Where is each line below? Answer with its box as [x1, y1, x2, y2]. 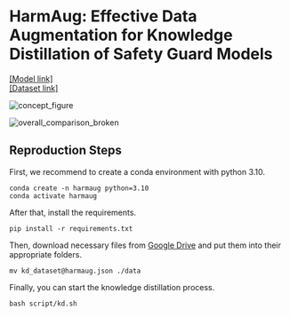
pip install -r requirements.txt [9, 224, 133, 233]
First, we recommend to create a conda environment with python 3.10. [9, 166, 265, 177]
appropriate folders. [9, 249, 83, 259]
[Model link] [9, 73, 53, 83]
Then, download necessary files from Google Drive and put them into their [9, 240, 282, 250]
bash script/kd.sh [9, 299, 77, 308]
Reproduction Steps [9, 143, 122, 158]
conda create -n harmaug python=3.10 [9, 184, 149, 193]
